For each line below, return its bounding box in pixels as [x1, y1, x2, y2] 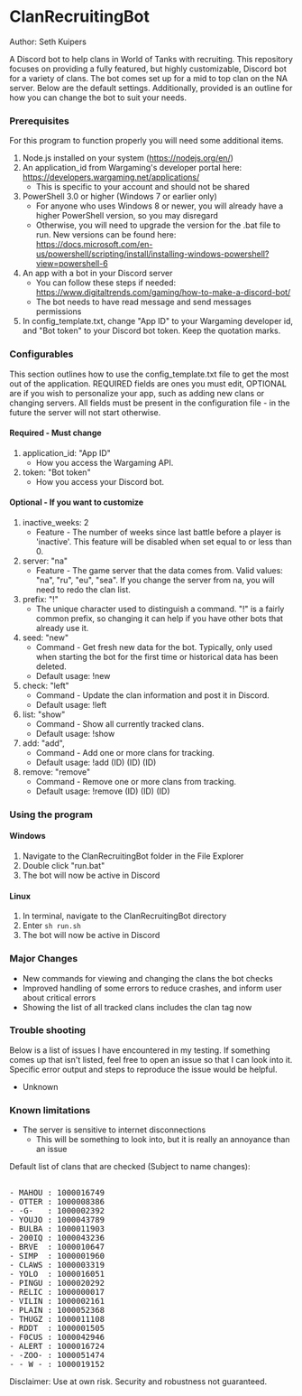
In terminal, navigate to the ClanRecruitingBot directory [22, 910, 227, 922]
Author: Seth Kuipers [9, 36, 87, 47]
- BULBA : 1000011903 [9, 1224, 105, 1234]
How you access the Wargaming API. [35, 457, 174, 468]
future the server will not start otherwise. [9, 406, 161, 417]
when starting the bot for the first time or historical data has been [35, 651, 279, 662]
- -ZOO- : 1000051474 [9, 1350, 105, 1361]
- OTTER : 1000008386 [9, 1196, 105, 1207]
